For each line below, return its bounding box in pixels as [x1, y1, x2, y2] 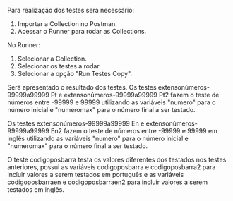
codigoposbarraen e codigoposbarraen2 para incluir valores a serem [7, 178, 208, 186]
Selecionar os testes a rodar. [17, 62, 101, 70]
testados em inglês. [7, 185, 65, 193]
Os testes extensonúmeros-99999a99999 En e [7, 119, 145, 128]
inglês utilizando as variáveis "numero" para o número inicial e [7, 134, 189, 142]
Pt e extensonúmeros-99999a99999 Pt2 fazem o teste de [50, 91, 220, 99]
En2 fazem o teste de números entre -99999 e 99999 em [50, 127, 217, 135]
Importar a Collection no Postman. [17, 20, 118, 28]
